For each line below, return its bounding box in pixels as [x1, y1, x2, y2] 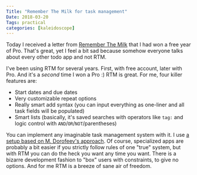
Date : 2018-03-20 [6, 14, 49, 20]
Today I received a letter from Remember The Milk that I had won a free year [6, 41, 191, 48]
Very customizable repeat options [14, 95, 97, 102]
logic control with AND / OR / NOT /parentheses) [14, 120, 117, 127]
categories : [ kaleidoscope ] [6, 25, 75, 31]
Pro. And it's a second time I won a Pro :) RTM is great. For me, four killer [6, 71, 183, 78]
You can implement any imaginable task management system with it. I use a [6, 132, 189, 139]
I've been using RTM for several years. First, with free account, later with [6, 65, 182, 72]
